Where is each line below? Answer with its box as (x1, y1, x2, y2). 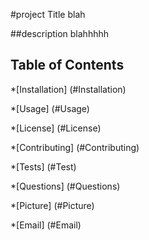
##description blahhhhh (10, 28, 110, 39)
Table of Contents (10, 57, 125, 74)
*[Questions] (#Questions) (10, 180, 121, 192)
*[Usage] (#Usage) (10, 102, 90, 114)
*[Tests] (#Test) (10, 160, 77, 173)
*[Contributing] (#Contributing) (10, 141, 140, 153)
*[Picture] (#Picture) (10, 199, 95, 211)
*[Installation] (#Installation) (10, 83, 127, 95)
